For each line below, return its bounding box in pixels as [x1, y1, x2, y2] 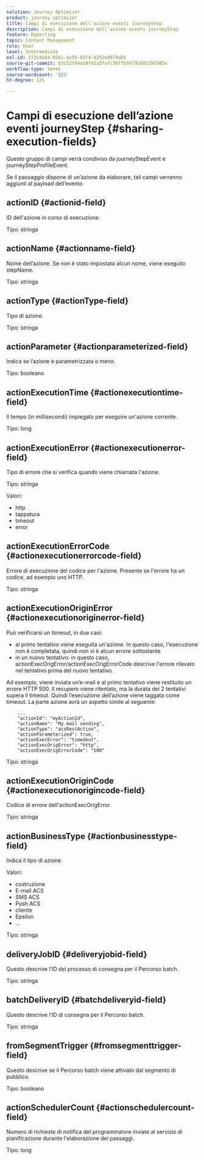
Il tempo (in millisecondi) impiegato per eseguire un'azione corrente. [6, 413, 178, 421]
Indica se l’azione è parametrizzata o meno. [6, 358, 116, 365]
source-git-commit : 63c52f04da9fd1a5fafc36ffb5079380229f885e [6, 60, 167, 66]
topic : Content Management [6, 37, 75, 43]
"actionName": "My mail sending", [17, 720, 105, 726]
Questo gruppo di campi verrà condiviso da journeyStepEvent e [6, 155, 166, 163]
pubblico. [6, 1073, 30, 1080]
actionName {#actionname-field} [6, 243, 136, 254]
